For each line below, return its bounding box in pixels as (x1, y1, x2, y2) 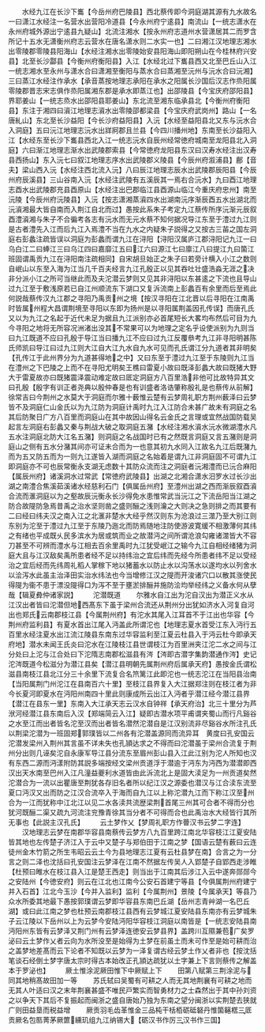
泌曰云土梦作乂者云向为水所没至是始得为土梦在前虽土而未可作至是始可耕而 (8, 936, 250, 945)
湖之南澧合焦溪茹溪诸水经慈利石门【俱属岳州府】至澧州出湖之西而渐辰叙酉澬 (8, 482, 257, 490)
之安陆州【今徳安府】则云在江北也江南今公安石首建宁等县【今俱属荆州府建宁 (8, 877, 257, 886)
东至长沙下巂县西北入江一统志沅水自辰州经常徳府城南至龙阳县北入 (35, 135, 250, 145)
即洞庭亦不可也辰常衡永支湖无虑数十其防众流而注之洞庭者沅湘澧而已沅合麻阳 (8, 462, 257, 471)
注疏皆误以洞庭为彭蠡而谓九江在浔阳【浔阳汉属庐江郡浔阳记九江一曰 (35, 234, 257, 244)
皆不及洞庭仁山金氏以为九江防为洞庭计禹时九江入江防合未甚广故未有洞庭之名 (8, 403, 257, 411)
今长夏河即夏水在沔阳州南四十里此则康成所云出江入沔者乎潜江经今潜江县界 (8, 689, 250, 698)
